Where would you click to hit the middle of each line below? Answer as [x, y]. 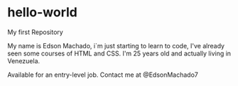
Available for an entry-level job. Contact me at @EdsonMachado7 [103, 75]
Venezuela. [24, 60]
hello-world [43, 12]
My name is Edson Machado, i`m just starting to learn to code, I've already [116, 45]
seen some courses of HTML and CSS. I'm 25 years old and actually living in [119, 53]
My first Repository [36, 32]
